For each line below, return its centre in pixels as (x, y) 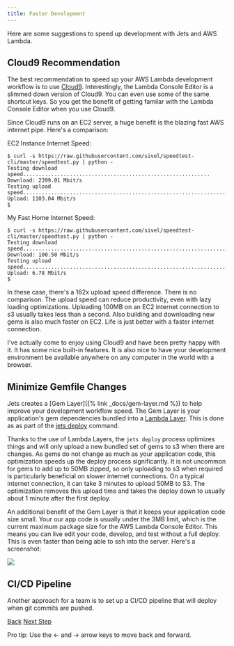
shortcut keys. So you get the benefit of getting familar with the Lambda (110, 102)
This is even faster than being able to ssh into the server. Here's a (101, 542)
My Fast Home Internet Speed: (51, 218)
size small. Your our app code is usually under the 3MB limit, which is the (112, 519)
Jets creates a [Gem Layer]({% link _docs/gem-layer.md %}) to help (105, 404)
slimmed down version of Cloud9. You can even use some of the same (108, 94)
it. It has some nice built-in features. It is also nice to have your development (117, 350)
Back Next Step (30, 622)
